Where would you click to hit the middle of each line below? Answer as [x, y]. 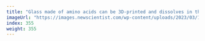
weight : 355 [21, 29]
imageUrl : [19, 17]
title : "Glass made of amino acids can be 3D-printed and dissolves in [99, 12]
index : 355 [20, 23]
